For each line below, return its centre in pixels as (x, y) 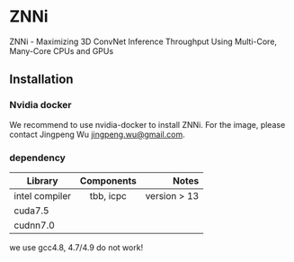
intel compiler (43, 195)
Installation (41, 80)
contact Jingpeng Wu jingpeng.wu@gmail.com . (98, 134)
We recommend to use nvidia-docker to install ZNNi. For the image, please (147, 124)
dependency (37, 158)
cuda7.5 (31, 211)
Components (108, 180)
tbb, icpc (108, 195)
